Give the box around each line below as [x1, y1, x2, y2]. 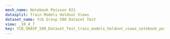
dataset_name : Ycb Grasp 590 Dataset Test [5, 17, 96, 22]
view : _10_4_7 [5, 21, 35, 27]
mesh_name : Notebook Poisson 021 [5, 7, 76, 13]
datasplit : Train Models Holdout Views [5, 12, 90, 17]
